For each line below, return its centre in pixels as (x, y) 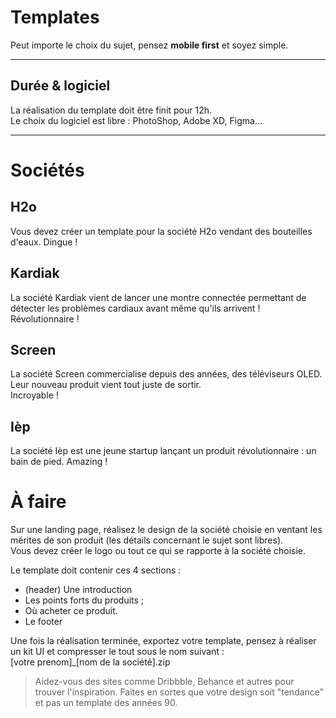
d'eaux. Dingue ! (44, 242)
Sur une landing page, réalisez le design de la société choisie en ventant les (166, 530)
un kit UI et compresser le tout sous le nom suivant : (117, 652)
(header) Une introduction (78, 590)
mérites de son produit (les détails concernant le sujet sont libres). (147, 540)
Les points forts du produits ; (84, 600)
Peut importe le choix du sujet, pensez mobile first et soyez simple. (149, 45)
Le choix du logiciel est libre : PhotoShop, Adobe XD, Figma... (136, 120)
